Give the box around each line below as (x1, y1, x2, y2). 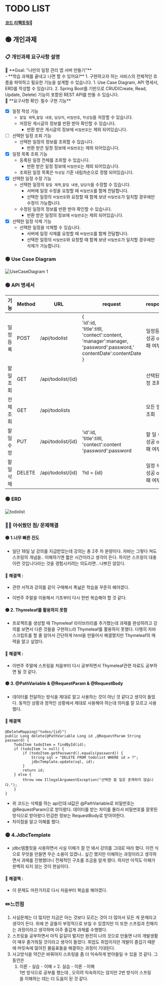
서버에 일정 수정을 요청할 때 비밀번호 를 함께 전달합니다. (26, 188, 129, 193)
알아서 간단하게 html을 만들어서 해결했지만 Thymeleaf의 (43, 633, 150, 638)
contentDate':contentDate (82, 350, 142, 356)
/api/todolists (40, 407, 70, 414)
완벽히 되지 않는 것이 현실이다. (12, 864, 70, 869)
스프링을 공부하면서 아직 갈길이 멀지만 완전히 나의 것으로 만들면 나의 (12, 933, 142, 939)
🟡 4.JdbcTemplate (5, 831, 51, 838)
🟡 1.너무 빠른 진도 (5, 535, 40, 541)
